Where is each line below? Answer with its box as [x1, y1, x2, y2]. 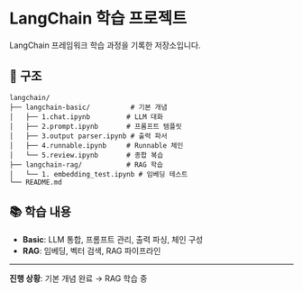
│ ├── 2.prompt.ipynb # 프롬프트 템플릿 [9, 122, 182, 131]
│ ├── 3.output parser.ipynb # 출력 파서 [9, 132, 168, 141]
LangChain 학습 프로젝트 [9, 8, 188, 29]
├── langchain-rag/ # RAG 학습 [9, 160, 164, 169]
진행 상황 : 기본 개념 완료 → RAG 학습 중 [9, 272, 148, 284]
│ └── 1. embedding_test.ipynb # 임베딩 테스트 [9, 169, 188, 178]
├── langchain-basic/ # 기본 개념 [9, 103, 168, 112]
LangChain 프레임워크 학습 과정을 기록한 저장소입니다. [9, 40, 201, 50]
